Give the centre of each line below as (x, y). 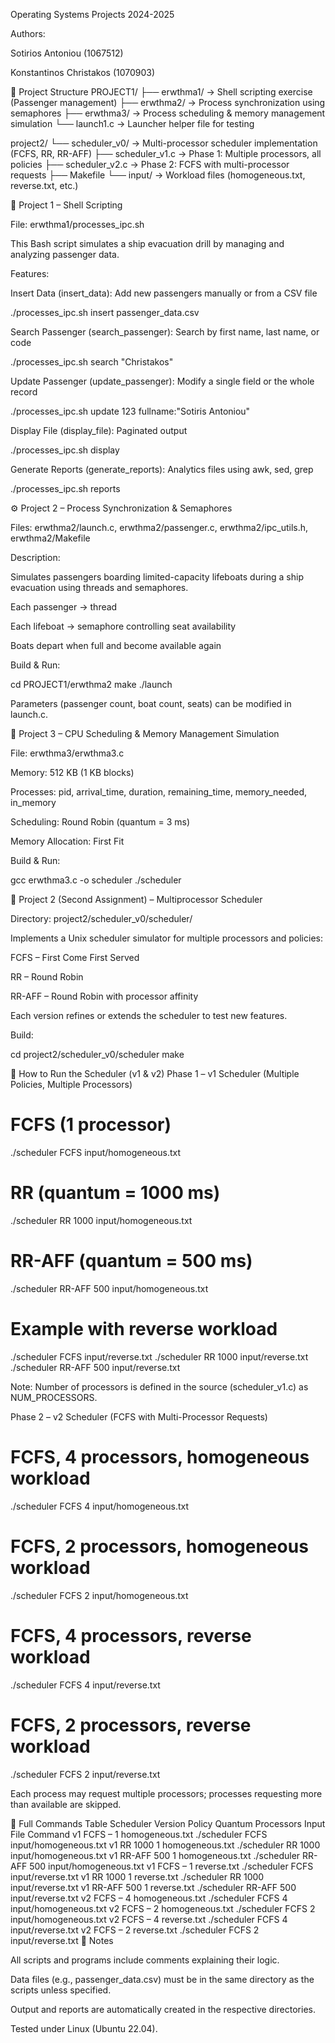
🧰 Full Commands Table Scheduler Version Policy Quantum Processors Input (168, 1823)
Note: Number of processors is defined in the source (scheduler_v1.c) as (159, 1386)
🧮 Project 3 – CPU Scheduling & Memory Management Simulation (145, 733)
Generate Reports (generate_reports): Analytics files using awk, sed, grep (162, 469)
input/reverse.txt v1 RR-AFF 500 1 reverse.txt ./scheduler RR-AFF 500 (153, 1887)
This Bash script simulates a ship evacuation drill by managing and (147, 243)
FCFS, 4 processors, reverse (131, 1635)
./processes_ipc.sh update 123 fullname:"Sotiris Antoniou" (130, 411)
